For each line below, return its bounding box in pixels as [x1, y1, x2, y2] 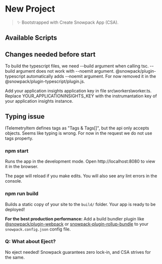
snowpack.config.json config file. [5, 226, 71, 232]
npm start [5, 147, 29, 154]
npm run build [5, 190, 39, 197]
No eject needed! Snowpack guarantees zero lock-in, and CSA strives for [5, 249, 151, 255]
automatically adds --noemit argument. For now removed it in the [26, 74, 156, 79]
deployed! [5, 206, 25, 212]
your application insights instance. [5, 98, 74, 104]
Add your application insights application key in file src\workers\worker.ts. [5, 88, 152, 94]
